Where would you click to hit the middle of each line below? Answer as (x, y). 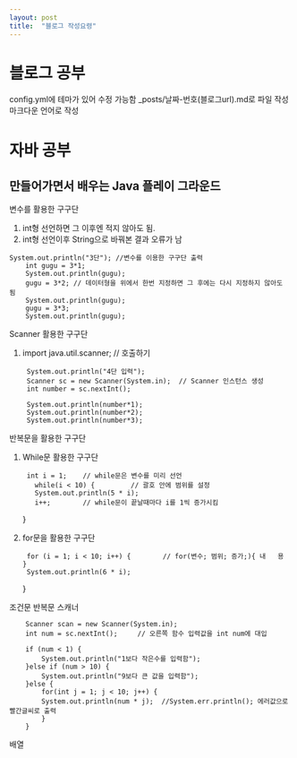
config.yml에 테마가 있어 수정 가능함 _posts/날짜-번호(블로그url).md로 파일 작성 (149, 99)
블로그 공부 (47, 73)
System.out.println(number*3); (85, 421)
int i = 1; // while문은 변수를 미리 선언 (104, 476)
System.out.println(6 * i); (79, 573)
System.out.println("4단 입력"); (86, 372)
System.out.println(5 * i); (87, 494)
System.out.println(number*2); (85, 413)
